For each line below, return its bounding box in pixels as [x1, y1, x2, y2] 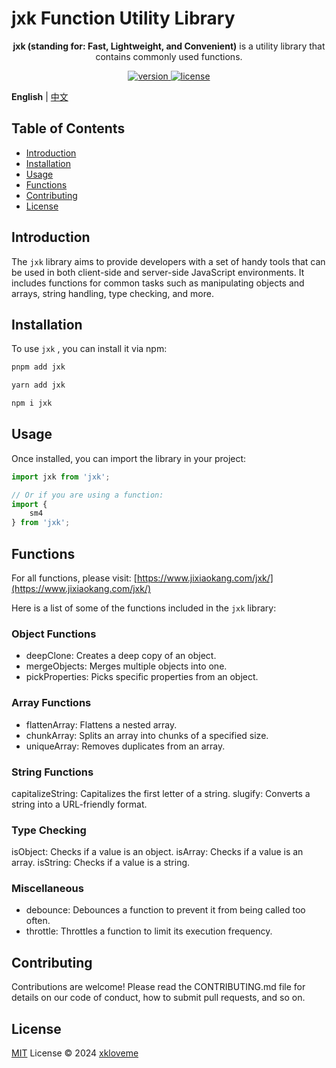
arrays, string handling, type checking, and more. [11, 287, 214, 299]
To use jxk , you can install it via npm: [11, 343, 168, 355]
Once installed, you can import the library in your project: [11, 452, 247, 464]
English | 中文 [11, 90, 69, 102]
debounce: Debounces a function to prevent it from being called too [25, 904, 306, 916]
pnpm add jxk [11, 362, 66, 372]
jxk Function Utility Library [11, 7, 236, 30]
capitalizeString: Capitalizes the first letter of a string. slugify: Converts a [11, 787, 311, 799]
